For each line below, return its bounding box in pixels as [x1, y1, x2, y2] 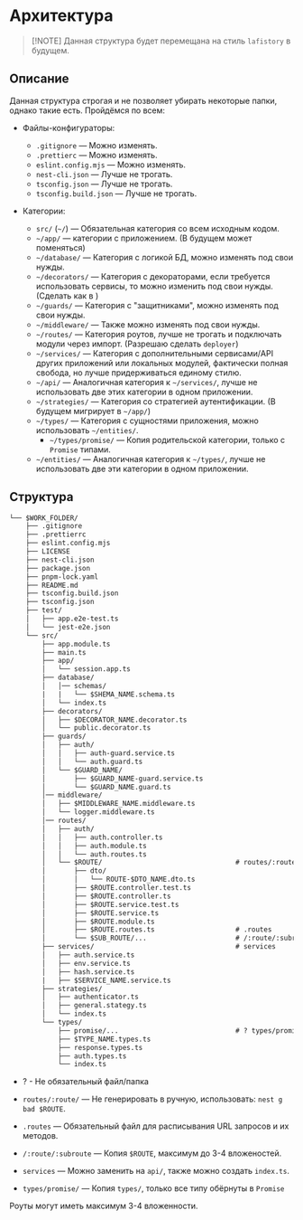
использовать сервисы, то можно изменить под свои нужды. [35, 280, 273, 291]
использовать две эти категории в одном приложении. [35, 463, 250, 474]
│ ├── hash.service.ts [41, 967, 135, 977]
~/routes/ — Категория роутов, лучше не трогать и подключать [35, 328, 282, 339]
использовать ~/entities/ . [35, 424, 139, 435]
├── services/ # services [41, 942, 277, 951]
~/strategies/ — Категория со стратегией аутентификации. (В [35, 395, 277, 407]
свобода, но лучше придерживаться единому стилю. [35, 367, 242, 378]
